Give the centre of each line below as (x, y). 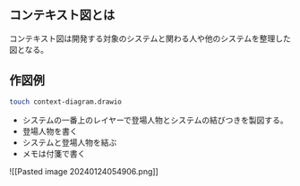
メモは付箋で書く (54, 153)
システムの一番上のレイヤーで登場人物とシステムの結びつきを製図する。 (155, 120)
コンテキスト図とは (62, 15)
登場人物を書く (50, 131)
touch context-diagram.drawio (66, 101)
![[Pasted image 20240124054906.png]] (84, 171)
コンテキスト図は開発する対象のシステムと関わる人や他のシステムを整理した (150, 38)
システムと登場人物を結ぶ (69, 142)
